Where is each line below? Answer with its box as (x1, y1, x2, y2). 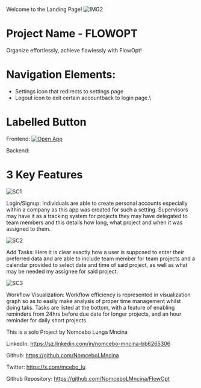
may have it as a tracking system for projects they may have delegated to (6, 212, 188, 219)
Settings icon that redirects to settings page (14, 87, 124, 95)
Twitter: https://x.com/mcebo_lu (6, 363, 86, 371)
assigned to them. (6, 225, 51, 232)
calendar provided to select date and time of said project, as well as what (6, 261, 188, 268)
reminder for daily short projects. (6, 316, 88, 324)
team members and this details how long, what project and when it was (6, 219, 183, 226)
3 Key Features (6, 168, 83, 181)
